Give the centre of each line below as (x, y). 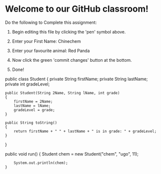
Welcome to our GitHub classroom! (77, 9)
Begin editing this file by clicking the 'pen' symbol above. (69, 32)
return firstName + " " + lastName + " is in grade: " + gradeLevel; (85, 131)
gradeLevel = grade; (34, 110)
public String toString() (31, 122)
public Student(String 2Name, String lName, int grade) (62, 93)
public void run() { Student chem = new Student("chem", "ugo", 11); (72, 154)
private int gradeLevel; (27, 84)
